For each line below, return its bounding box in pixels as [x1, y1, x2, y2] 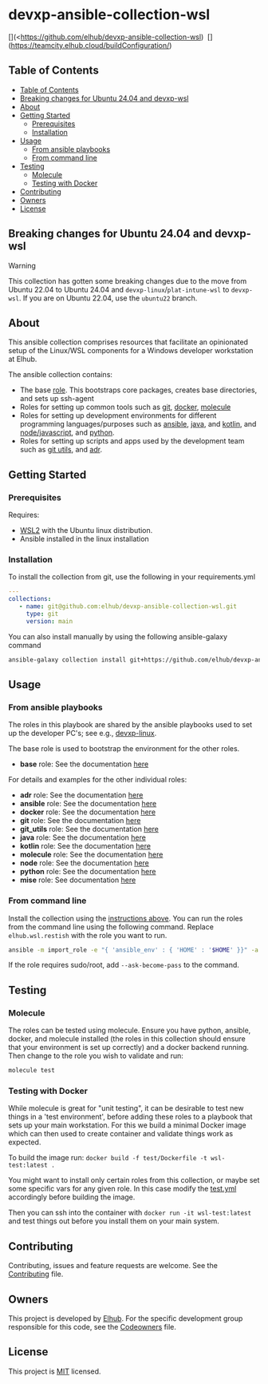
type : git [26, 610, 59, 618]
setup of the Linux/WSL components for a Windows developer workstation [8, 346, 254, 356]
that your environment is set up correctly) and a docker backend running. [8, 1043, 250, 1052]
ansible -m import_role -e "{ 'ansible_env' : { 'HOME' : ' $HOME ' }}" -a [8, 945, 259, 954]
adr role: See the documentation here [19, 790, 144, 800]
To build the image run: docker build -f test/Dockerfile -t [8, 1153, 207, 1163]
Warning [8, 260, 36, 270]
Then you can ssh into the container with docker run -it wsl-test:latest [8, 1208, 252, 1218]
